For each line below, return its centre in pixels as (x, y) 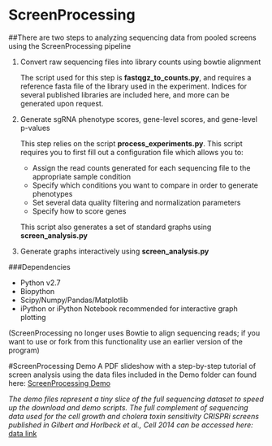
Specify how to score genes (79, 211)
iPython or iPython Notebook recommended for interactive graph (129, 308)
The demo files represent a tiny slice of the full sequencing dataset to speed (136, 399)
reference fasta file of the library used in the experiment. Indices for (134, 86)
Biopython (37, 291)
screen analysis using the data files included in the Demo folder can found (133, 375)
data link (23, 433)
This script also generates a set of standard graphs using (116, 227)
